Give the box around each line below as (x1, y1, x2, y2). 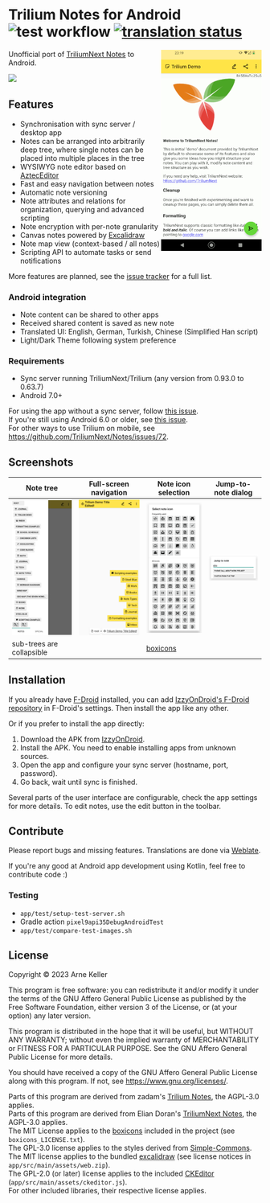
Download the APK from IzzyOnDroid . (19, 734, 145, 744)
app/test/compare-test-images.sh (19, 926, 133, 934)
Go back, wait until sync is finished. (19, 777, 138, 786)
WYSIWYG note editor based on (19, 162, 126, 171)
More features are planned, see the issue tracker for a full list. (8, 271, 213, 281)
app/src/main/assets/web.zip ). (8, 1160, 111, 1170)
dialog (231, 487, 253, 497)
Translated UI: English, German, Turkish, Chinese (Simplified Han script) (19, 327, 259, 337)
